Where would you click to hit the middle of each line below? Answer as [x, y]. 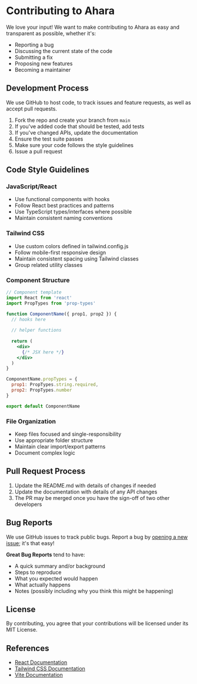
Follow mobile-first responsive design [60, 252]
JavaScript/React [31, 186]
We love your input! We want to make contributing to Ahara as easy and [93, 27]
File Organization [31, 421]
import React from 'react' [39, 298]
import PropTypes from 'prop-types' [51, 303]
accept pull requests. [32, 109]
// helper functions [36, 331]
